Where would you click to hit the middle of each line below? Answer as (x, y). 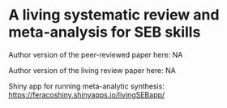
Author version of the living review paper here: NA (92, 70)
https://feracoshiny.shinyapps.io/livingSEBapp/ (87, 94)
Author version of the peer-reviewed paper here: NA (96, 54)
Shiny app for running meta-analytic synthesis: (86, 86)
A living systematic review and (114, 15)
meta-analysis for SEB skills (105, 32)
